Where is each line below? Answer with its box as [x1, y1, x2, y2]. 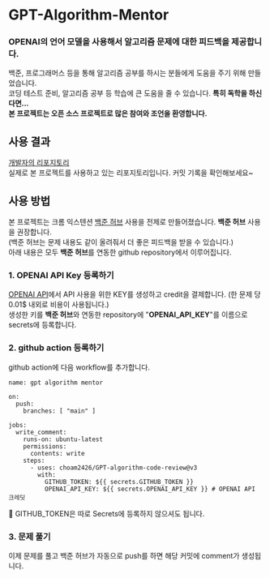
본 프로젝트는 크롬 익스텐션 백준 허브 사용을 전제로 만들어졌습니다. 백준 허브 [8, 217, 246, 227]
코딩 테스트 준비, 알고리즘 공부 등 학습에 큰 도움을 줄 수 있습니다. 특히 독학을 [8, 88, 247, 98]
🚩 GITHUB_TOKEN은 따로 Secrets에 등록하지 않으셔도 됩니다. [8, 508, 205, 518]
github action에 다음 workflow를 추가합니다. [8, 362, 150, 372]
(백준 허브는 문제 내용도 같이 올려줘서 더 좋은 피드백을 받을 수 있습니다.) [8, 238, 234, 247]
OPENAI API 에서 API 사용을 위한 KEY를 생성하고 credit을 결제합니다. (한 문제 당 [8, 289, 261, 299]
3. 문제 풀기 [8, 531, 51, 542]
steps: [23, 456, 45, 465]
